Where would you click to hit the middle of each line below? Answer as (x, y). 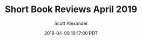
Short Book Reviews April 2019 (71, 9)
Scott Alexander (71, 23)
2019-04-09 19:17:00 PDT (71, 33)
